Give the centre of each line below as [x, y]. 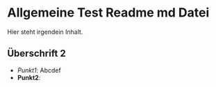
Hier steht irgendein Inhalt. [45, 32]
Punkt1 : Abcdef [39, 70]
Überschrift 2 [36, 54]
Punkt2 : [29, 77]
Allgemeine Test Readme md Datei [108, 13]
